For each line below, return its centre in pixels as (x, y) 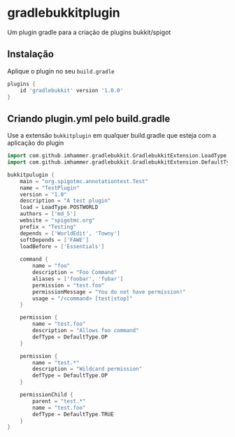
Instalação (31, 54)
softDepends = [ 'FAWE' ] (55, 240)
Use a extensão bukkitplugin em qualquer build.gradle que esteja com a (112, 136)
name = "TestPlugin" (50, 188)
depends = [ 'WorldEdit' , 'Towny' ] (70, 233)
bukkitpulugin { (31, 175)
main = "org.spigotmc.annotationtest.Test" (84, 181)
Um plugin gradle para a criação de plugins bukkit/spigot (89, 32)
